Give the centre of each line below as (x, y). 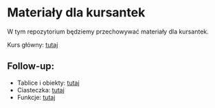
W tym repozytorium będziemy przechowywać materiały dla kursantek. (108, 31)
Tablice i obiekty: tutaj (48, 83)
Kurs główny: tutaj (33, 44)
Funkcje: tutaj (36, 97)
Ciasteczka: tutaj (41, 90)
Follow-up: (31, 66)
